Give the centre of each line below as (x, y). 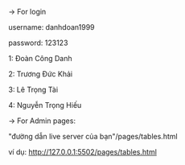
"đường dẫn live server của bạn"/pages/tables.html (93, 136)
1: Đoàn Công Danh (40, 58)
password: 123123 (38, 43)
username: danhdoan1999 (51, 27)
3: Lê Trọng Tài (33, 89)
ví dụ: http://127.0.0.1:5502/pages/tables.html (82, 152)
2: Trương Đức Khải (41, 74)
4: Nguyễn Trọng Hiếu (45, 105)
